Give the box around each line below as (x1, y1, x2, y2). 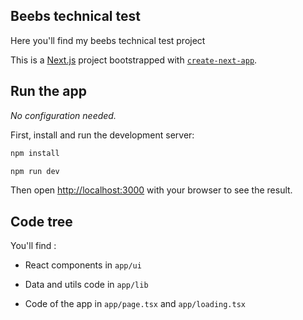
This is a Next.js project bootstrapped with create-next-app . (10, 54, 258, 66)
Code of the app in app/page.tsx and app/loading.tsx (24, 298, 246, 310)
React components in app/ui (24, 259, 142, 271)
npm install (10, 148, 60, 158)
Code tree (10, 213, 73, 230)
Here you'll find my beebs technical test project (10, 34, 206, 46)
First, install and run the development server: (10, 129, 195, 141)
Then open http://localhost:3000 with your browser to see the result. (10, 184, 293, 196)
